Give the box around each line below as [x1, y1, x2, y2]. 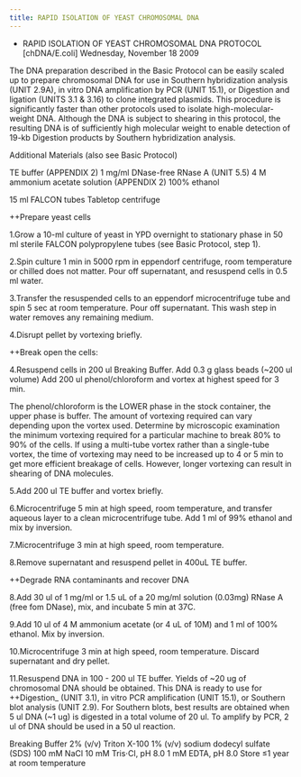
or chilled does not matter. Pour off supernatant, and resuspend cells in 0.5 [9, 265, 288, 276]
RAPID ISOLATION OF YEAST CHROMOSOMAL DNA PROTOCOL [22, 38, 262, 49]
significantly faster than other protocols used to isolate [9, 103, 213, 114]
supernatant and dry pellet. [9, 655, 111, 666]
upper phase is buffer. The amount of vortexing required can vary [9, 410, 252, 421]
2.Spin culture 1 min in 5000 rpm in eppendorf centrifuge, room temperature [9, 256, 293, 267]
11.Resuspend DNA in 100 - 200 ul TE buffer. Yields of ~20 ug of [9, 672, 247, 683]
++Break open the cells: [9, 346, 99, 357]
